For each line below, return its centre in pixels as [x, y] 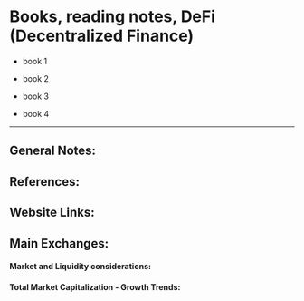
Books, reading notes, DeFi [112, 17]
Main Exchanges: [59, 243]
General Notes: [53, 151]
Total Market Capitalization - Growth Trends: [95, 286]
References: [44, 182]
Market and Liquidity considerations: [81, 267]
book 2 [36, 78]
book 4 [36, 113]
